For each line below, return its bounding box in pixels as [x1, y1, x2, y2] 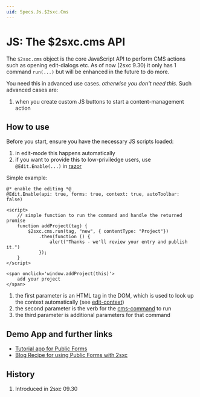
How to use [6, 122, 50, 132]
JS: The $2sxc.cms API [6, 35, 126, 48]
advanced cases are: [6, 86, 59, 93]
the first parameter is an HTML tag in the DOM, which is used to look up [15, 292, 195, 299]
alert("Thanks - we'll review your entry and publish [49, 239, 188, 245]
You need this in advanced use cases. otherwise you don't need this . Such [6, 79, 192, 87]
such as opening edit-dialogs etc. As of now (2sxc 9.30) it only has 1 [6, 61, 176, 68]
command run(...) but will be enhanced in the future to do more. [6, 68, 170, 75]
